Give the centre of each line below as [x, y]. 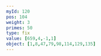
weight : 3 [18, 22]
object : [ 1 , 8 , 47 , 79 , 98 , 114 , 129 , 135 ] [51, 44]
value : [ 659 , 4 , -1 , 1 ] [31, 38]
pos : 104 [17, 17]
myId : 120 [18, 11]
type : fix [18, 33]
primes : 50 [19, 28]
